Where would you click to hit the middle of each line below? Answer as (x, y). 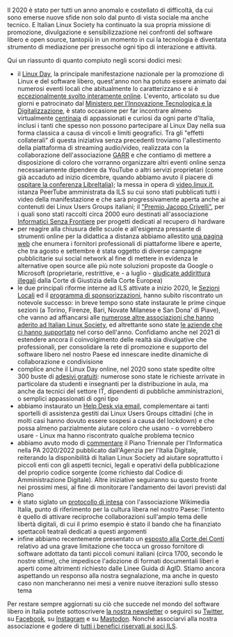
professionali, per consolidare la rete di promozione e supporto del (113, 347)
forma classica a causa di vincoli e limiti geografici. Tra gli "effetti (111, 133)
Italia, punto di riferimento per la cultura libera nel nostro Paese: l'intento (121, 509)
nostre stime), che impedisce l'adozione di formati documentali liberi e (118, 561)
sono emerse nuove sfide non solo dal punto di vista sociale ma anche (108, 17)
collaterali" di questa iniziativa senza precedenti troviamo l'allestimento (119, 140)
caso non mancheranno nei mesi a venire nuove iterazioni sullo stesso (118, 583)
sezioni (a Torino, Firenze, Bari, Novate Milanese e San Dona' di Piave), (119, 310)
